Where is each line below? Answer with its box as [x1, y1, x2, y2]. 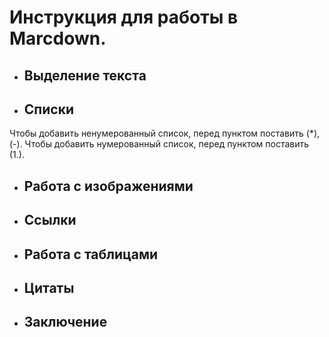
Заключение [23, 314, 108, 331]
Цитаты [23, 279, 75, 296]
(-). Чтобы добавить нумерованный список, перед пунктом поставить [9, 138, 310, 150]
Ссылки [23, 212, 77, 229]
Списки [23, 101, 74, 118]
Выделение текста [23, 67, 147, 84]
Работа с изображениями [23, 177, 194, 195]
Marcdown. [9, 27, 107, 50]
